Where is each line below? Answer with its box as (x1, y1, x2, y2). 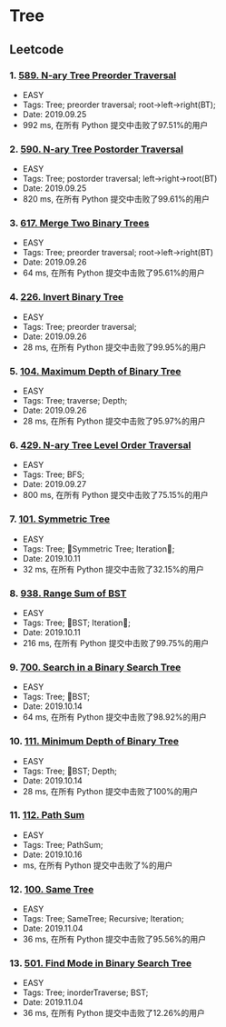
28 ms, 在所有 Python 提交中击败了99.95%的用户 (22, 342, 207, 353)
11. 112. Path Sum (9, 809, 85, 822)
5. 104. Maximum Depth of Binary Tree (9, 364, 182, 377)
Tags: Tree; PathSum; (22, 839, 103, 850)
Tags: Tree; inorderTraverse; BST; (22, 987, 149, 998)
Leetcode (9, 42, 64, 57)
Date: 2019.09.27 (22, 479, 87, 490)
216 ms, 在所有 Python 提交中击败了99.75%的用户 (22, 637, 210, 648)
